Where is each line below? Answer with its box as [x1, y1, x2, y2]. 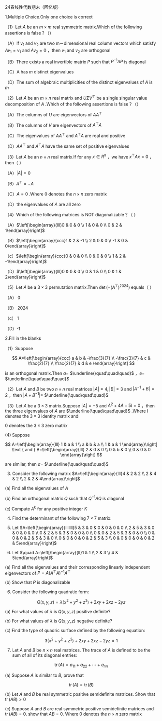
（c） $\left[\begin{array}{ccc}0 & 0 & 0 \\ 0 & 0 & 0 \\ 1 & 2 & [5, 253, 126, 259]
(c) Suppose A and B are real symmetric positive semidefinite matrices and [5, 705, 154, 711]
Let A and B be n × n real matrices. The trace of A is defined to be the [12, 647, 151, 653]
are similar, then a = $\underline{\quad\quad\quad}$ [5, 461, 109, 467]
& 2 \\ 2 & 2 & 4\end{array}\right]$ [12, 476, 80, 482]
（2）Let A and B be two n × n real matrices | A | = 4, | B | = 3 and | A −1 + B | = [5, 385, 155, 392]
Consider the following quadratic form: [12, 589, 89, 595]
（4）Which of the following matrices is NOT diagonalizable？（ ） [5, 211, 138, 217]
